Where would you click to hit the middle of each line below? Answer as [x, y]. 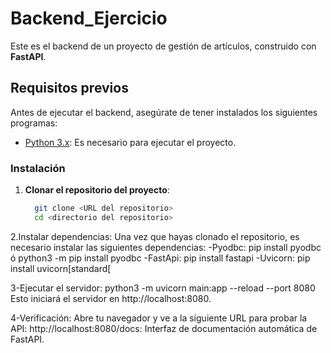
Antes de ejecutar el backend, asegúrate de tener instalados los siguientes [164, 112]
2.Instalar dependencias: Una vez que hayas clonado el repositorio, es [155, 236]
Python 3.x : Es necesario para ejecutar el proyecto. [130, 142]
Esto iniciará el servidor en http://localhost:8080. [111, 298]
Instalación [38, 168]
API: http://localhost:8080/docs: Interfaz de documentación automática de [164, 328]
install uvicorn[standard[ [61, 268]
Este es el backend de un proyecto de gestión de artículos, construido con [163, 46]
